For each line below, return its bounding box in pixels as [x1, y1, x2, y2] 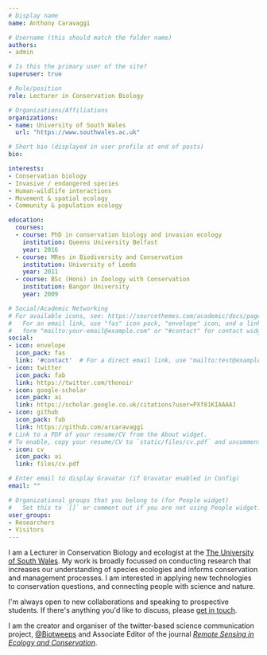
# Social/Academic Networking [8, 304, 109, 312]
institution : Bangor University [22, 283, 130, 291]
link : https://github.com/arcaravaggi [15, 423, 145, 431]
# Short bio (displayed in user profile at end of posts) [8, 143, 204, 151]
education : [8, 216, 44, 224]
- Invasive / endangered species [8, 179, 119, 187]
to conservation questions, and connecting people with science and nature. [8, 582, 256, 591]
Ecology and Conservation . [8, 638, 98, 648]
